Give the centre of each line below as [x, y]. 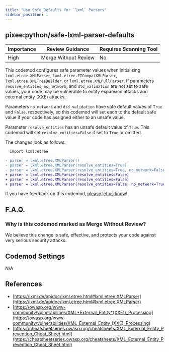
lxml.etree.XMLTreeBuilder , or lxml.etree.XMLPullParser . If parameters [80, 81]
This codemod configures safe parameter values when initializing [73, 70]
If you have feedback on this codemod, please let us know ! [66, 194]
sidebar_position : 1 [27, 15]
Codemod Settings [35, 256]
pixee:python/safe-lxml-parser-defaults [70, 35]
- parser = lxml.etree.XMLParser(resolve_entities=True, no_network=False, [86, 170]
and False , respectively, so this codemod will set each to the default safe [81, 112]
